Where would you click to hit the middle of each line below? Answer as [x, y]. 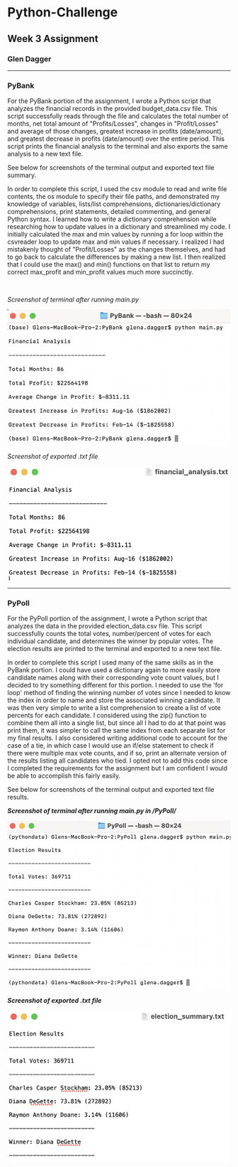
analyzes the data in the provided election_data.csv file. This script [105, 626]
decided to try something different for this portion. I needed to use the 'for [115, 685]
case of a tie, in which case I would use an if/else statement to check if [111, 746]
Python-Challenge [63, 12]
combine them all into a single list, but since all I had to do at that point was [117, 723]
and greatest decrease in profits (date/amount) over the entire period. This [116, 139]
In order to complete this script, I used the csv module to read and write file [117, 189]
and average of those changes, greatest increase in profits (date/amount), [115, 131]
